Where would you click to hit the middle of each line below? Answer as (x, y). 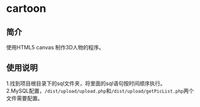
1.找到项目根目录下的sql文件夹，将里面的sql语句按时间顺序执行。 (86, 83)
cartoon (26, 9)
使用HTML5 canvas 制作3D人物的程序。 (55, 47)
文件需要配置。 (24, 98)
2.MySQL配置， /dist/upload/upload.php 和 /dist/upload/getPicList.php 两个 (100, 90)
